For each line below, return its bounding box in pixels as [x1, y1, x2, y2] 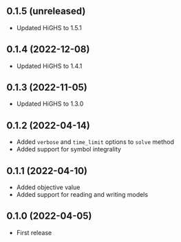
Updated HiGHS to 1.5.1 [16, 23, 82, 32]
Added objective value [16, 183, 81, 191]
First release [16, 228, 52, 237]
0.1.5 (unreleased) [6, 5, 86, 17]
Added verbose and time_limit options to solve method [16, 138, 175, 146]
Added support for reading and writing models [16, 191, 149, 199]
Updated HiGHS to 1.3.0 [16, 99, 84, 108]
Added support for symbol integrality [16, 145, 122, 154]
